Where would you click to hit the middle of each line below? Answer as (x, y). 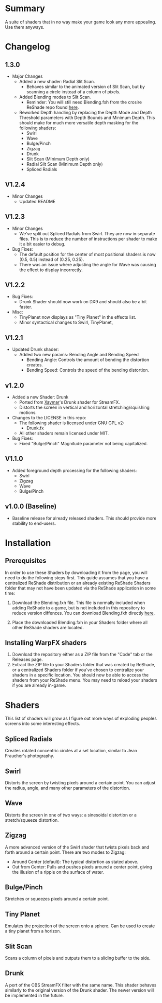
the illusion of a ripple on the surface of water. (58, 872)
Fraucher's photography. (30, 756)
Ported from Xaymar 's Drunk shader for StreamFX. (69, 402)
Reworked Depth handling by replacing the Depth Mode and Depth (86, 112)
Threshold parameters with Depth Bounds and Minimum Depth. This (87, 118)
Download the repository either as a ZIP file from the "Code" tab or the (82, 655)
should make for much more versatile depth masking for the (79, 122)
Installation (28, 543)
